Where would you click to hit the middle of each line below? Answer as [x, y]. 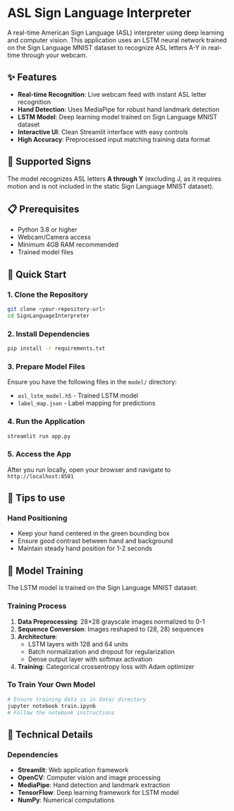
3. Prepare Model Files [47, 367]
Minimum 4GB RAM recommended [68, 244]
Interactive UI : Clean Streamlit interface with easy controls [103, 131]
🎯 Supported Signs [49, 161]
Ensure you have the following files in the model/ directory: [92, 382]
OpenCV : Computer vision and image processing [89, 778]
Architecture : [37, 637]
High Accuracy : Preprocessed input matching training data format [113, 139]
